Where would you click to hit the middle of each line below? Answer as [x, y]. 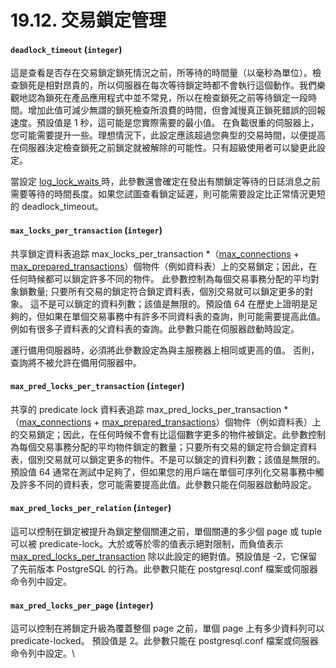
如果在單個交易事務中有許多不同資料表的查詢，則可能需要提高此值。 [185, 316]
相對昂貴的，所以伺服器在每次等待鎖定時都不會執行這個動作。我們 [180, 85]
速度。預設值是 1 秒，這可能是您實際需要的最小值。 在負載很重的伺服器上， [165, 123]
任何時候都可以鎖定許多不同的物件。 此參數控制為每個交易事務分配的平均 [160, 278]
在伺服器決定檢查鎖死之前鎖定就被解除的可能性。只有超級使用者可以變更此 [163, 148]
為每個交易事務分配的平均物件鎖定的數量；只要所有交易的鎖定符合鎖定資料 [163, 447]
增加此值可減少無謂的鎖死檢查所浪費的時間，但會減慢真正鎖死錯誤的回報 [176, 110]
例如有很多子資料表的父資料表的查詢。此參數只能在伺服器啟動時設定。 [155, 328]
